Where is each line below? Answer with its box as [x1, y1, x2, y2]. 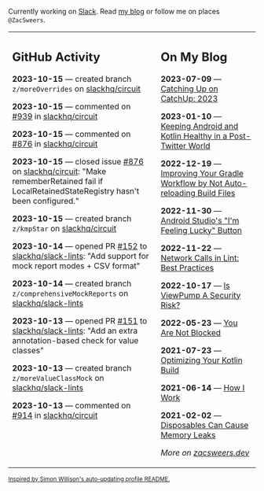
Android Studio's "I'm [160, 215, 240, 226]
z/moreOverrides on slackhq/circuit [12, 83, 141, 94]
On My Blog [160, 49, 228, 65]
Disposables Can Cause [160, 419, 249, 430]
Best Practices [160, 262, 214, 273]
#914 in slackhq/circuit [12, 409, 98, 420]
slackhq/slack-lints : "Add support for [12, 250, 149, 261]
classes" [12, 345, 45, 356]
